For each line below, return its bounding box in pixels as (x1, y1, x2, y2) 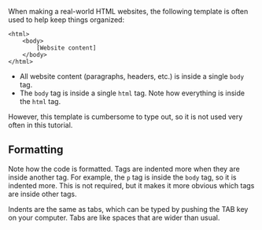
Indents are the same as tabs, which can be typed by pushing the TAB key (8, 204, 249, 213)
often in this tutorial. (8, 121, 73, 129)
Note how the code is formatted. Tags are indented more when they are (8, 164, 240, 173)
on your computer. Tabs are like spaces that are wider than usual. (8, 213, 220, 222)
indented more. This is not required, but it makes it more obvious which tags (8, 180, 255, 190)
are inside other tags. (8, 189, 77, 198)
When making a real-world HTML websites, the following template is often (8, 7, 249, 16)
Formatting (8, 143, 64, 157)
